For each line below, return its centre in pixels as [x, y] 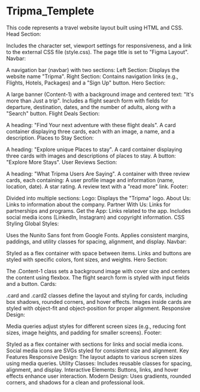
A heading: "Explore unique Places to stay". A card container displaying [94, 149]
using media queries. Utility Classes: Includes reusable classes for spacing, [99, 363]
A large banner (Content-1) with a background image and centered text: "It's [100, 94]
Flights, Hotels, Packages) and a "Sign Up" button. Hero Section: [86, 83]
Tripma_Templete [50, 11]
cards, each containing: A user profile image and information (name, [90, 180]
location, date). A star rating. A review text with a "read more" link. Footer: [97, 186]
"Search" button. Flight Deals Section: [53, 113]
